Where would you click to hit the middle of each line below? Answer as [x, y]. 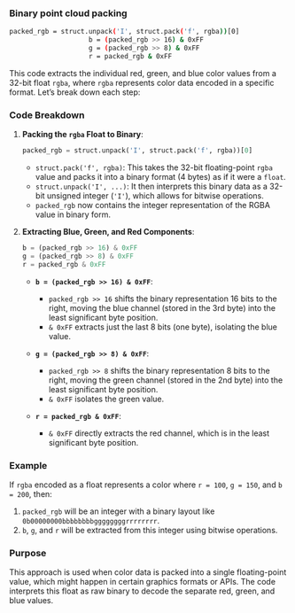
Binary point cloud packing [68, 13]
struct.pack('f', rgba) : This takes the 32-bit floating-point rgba [154, 167]
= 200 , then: [31, 493]
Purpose [28, 553]
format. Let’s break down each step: [75, 92]
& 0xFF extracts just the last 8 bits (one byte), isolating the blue [163, 327]
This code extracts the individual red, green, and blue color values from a [143, 73]
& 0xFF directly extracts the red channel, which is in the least [159, 433]
